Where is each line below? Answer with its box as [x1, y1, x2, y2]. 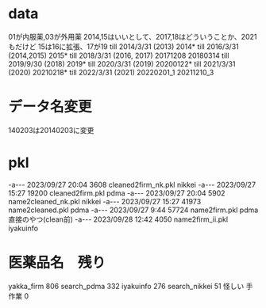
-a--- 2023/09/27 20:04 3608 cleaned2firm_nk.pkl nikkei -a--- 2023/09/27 [8, 180, 256, 189]
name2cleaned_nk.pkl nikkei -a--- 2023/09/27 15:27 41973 [8, 196, 202, 206]
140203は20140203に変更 [8, 125, 94, 135]
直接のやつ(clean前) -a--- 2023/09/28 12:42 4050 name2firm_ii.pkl [8, 215, 229, 224]
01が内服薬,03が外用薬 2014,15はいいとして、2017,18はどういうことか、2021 [8, 32, 257, 41]
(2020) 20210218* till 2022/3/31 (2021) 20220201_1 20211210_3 [8, 67, 214, 77]
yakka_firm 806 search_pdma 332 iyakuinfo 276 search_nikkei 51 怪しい [8, 281, 245, 291]
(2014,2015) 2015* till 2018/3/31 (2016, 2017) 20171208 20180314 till [8, 51, 229, 60]
